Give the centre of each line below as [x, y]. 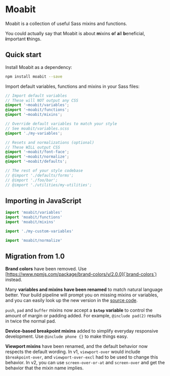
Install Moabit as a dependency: [39, 67]
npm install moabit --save [34, 77]
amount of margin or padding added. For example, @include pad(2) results [83, 315]
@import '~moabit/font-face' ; [37, 152]
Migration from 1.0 [35, 256]
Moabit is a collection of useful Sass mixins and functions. [66, 23]
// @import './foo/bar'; [32, 180]
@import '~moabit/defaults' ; [36, 162]
